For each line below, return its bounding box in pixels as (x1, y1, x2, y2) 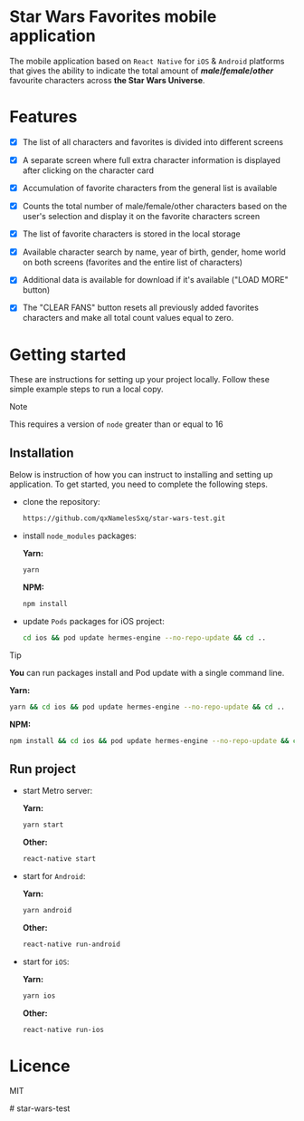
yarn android (22, 905, 72, 914)
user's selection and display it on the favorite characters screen (22, 211, 261, 222)
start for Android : (22, 870, 86, 881)
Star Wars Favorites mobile (9, 6, 217, 27)
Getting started (9, 344, 127, 364)
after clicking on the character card (22, 165, 155, 176)
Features (9, 107, 78, 128)
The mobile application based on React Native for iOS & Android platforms (9, 55, 285, 66)
